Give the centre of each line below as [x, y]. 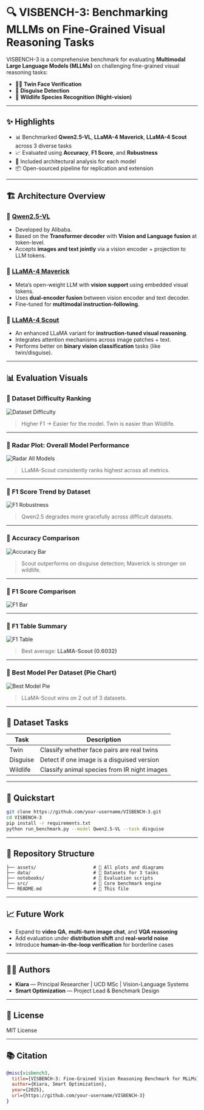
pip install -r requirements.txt [49, 823]
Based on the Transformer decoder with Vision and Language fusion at [106, 236]
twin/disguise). [34, 353]
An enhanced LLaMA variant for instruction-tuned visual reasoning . [101, 333]
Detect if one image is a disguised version [100, 760]
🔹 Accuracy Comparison [43, 539]
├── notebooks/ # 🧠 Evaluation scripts [80, 878]
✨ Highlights [30, 122]
